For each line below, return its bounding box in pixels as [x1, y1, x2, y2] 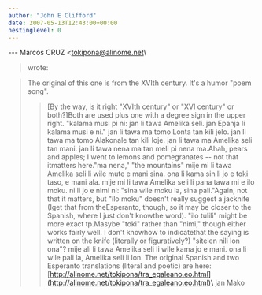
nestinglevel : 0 [8, 26, 61, 34]
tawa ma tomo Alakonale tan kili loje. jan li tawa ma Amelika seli [46, 136, 253, 145]
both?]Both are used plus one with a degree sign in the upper [46, 110, 246, 120]
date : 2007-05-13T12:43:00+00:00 [8, 19, 118, 27]
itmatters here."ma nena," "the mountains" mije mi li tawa [46, 161, 232, 170]
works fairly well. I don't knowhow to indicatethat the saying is [46, 228, 249, 237]
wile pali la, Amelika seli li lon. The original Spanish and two [46, 253, 240, 263]
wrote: [27, 63, 49, 73]
